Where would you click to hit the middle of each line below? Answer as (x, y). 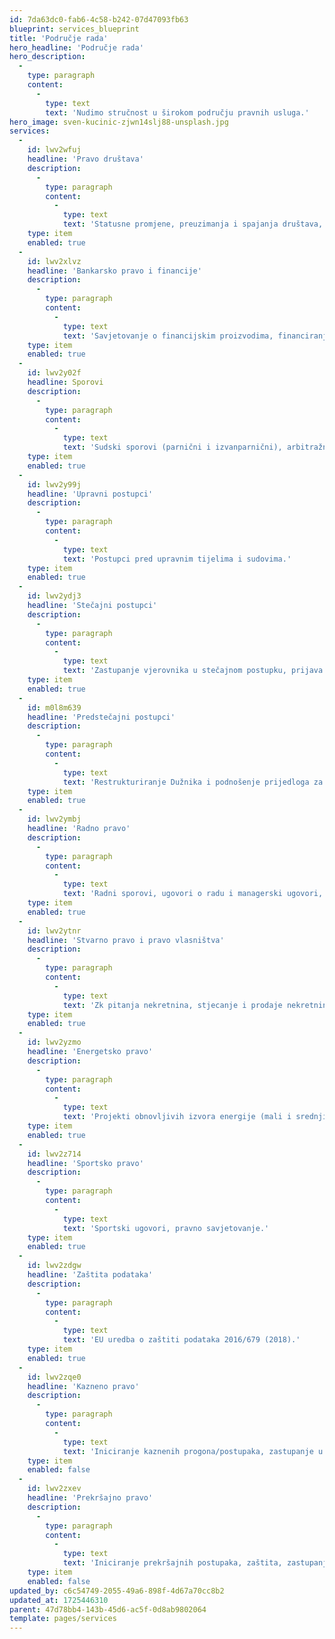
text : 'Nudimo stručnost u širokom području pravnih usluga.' (177, 112)
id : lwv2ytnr (54, 931)
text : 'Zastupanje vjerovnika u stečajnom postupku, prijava (193, 671)
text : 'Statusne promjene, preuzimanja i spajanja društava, (193, 224)
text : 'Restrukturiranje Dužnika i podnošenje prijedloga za (193, 782)
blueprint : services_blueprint (74, 29)
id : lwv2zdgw (54, 1266)
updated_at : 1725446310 (59, 1600)
